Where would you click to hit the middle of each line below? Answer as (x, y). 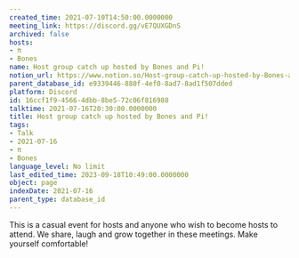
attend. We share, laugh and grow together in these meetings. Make (133, 234)
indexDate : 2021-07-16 (51, 191)
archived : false (39, 34)
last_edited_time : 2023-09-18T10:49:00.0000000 (99, 174)
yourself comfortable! (49, 243)
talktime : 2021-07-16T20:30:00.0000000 (83, 109)
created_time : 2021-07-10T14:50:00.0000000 (91, 17)
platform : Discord (43, 92)
